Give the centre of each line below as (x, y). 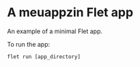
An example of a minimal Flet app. (55, 31)
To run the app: (29, 44)
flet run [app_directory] (44, 57)
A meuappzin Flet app (70, 13)
